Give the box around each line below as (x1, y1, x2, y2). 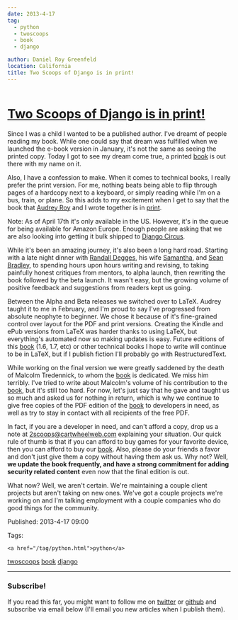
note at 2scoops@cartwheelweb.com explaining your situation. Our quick (7, 430, 222, 438)
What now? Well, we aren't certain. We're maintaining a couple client (7, 481, 208, 489)
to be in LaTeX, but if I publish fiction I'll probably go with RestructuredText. (7, 350, 227, 358)
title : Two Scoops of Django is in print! (7, 69, 135, 76)
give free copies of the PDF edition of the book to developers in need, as (7, 401, 220, 409)
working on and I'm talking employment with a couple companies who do (7, 496, 221, 505)
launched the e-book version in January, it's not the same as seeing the (7, 144, 217, 153)
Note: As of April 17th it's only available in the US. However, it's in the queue (7, 217, 229, 225)
